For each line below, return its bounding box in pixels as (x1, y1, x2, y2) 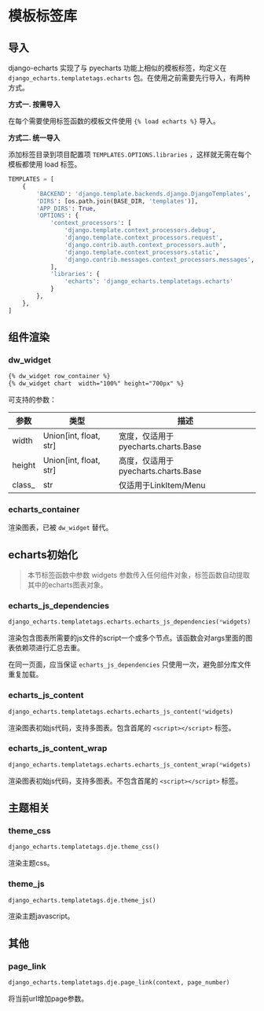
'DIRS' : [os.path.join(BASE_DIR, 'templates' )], (36, 197, 199, 205)
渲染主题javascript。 (8, 911, 75, 921)
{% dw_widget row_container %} (8, 373, 111, 381)
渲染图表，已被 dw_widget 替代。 (8, 523, 113, 532)
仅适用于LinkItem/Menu (118, 480, 206, 491)
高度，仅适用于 (118, 455, 174, 466)
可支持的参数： (8, 395, 57, 405)
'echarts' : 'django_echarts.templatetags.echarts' (64, 278, 234, 285)
